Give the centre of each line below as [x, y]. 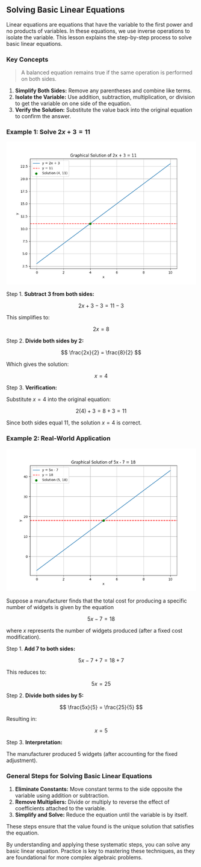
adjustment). [22, 760]
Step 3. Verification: [32, 388]
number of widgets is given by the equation [60, 607]
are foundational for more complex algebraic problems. [75, 857]
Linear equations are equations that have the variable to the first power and [100, 24]
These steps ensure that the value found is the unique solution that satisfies [100, 826]
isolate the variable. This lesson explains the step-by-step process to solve [99, 37]
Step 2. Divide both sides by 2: [45, 341]
